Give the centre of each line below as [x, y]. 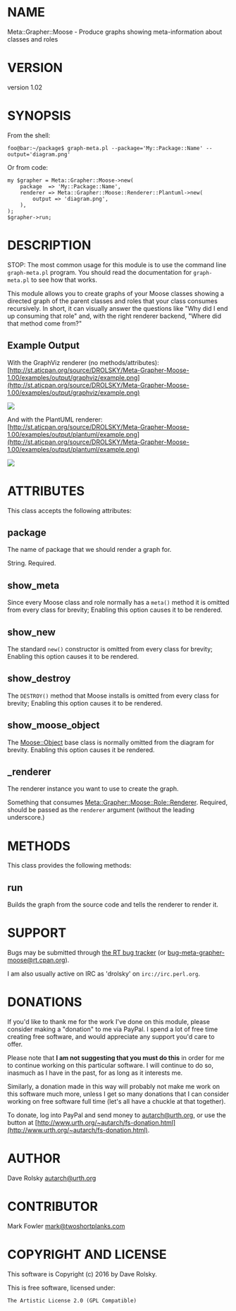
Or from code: [27, 167]
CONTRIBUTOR [53, 1207]
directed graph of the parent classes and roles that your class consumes [113, 301]
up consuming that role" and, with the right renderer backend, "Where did [114, 316]
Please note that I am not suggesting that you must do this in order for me [116, 1058]
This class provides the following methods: [69, 866]
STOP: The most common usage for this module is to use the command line [117, 264]
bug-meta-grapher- [197, 953]
